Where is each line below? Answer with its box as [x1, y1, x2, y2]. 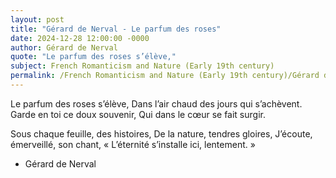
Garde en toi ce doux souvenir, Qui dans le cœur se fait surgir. [10, 108, 266, 120]
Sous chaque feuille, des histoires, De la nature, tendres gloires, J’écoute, [10, 127, 313, 140]
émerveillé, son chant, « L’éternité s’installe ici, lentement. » [10, 138, 256, 150]
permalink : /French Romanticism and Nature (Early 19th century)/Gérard [10, 71, 320, 81]
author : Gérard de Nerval [10, 42, 118, 53]
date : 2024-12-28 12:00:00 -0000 [10, 33, 150, 43]
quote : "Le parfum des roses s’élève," [10, 52, 177, 62]
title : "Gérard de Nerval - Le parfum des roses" [10, 24, 222, 34]
